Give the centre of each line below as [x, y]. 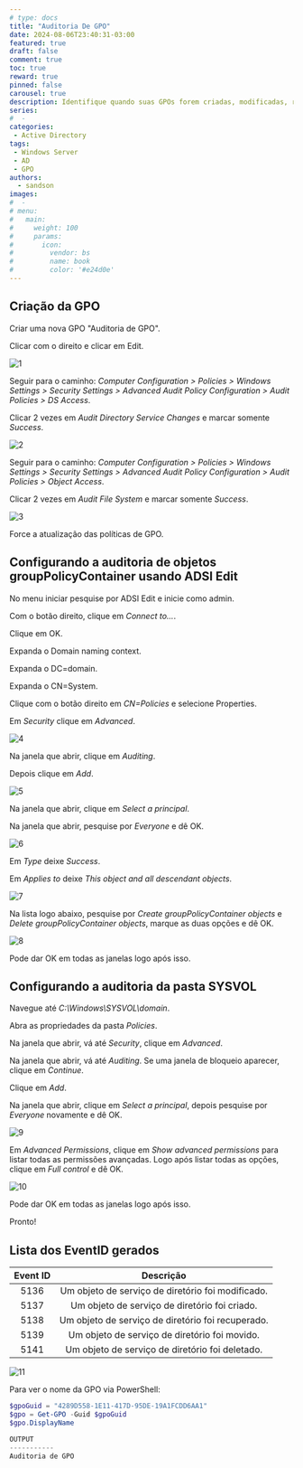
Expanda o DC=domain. [53, 668]
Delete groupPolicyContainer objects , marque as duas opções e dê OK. [142, 923]
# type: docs [34, 18]
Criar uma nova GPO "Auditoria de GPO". [85, 328]
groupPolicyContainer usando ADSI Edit [124, 576]
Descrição [164, 1275]
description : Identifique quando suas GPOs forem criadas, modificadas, [149, 102]
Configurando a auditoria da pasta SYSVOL [133, 986]
